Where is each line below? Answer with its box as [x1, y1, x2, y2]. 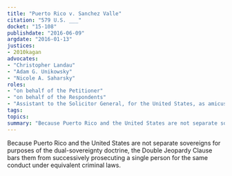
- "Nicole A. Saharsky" [7, 74, 76, 82]
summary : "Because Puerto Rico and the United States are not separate [7, 119, 217, 127]
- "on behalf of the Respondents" [7, 94, 107, 101]
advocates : [7, 55, 39, 62]
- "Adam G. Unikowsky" [7, 68, 72, 75]
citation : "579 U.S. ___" [7, 17, 81, 24]
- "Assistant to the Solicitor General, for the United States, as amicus [7, 100, 227, 107]
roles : [7, 81, 26, 88]
